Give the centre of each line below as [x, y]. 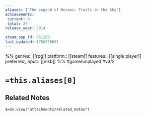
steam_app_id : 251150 [28, 37]
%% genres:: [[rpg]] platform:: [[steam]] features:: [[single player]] [73, 56]
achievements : [20, 14]
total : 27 [17, 24]
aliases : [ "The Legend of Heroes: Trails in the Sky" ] [63, 10]
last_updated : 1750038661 [32, 42]
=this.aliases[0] [41, 80]
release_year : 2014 [25, 28]
